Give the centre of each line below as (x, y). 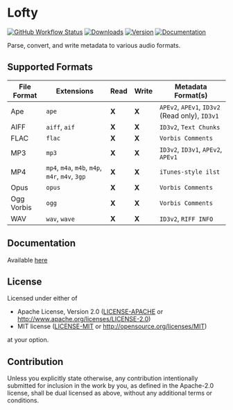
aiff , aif (60, 127)
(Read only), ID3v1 (189, 116)
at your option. (28, 340)
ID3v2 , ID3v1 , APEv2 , (191, 149)
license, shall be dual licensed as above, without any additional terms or (110, 393)
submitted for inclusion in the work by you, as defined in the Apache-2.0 (110, 386)
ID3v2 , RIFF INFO (186, 218)
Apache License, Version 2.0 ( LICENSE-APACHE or (90, 312)
